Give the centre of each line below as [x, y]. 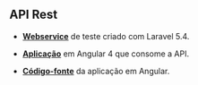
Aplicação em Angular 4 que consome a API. [106, 54]
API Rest [34, 15]
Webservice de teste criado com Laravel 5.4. [106, 36]
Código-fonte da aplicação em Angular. [96, 71]
